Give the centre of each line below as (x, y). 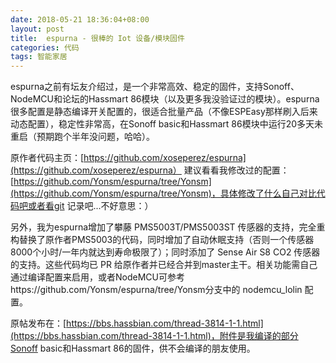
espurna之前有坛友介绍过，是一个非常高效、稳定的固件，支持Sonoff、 (155, 87)
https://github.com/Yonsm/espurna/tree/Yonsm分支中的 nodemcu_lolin (156, 290)
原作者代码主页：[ (47, 158)
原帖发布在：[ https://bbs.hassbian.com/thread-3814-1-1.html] (137, 323)
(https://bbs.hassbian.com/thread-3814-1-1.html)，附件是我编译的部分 (154, 336)
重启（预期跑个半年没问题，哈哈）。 (82, 137)
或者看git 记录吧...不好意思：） (90, 206)
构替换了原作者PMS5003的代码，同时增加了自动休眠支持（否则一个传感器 (162, 240)
